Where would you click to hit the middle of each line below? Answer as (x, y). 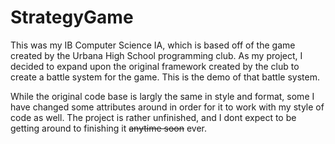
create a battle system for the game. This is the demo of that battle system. (165, 77)
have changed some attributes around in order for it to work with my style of (167, 107)
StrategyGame (72, 17)
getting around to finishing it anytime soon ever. (109, 128)
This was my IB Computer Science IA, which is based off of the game (153, 45)
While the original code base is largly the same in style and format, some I (162, 96)
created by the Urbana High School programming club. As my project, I (156, 55)
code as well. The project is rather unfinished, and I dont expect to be (153, 117)
